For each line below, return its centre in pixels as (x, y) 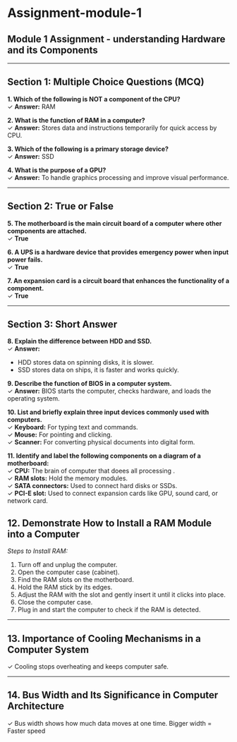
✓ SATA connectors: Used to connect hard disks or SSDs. (92, 486)
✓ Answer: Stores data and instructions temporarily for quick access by (112, 128)
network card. (28, 501)
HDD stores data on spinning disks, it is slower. (86, 363)
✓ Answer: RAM (32, 107)
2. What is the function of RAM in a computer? (77, 120)
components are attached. (47, 231)
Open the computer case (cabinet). (68, 572)
